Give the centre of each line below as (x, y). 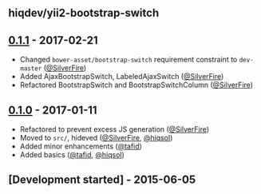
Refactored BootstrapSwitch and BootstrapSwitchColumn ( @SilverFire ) (136, 85)
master (31, 69)
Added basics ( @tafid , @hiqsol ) (72, 155)
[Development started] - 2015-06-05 (102, 180)
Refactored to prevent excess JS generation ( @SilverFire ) (115, 129)
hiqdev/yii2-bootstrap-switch (84, 13)
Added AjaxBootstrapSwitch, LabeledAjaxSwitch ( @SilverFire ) (122, 77)
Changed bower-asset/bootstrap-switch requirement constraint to (129, 60)
